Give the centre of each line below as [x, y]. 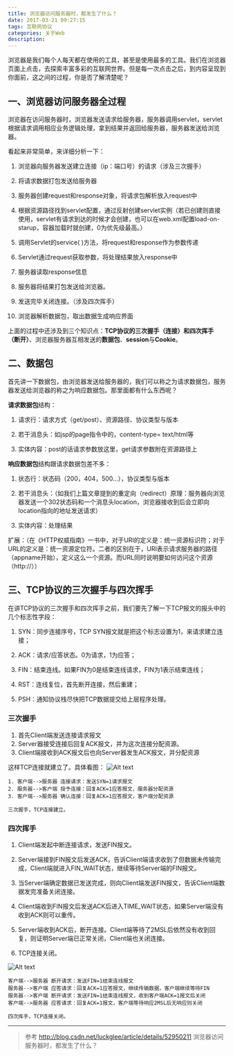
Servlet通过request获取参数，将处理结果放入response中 [98, 257]
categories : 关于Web [36, 33]
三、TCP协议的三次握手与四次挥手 [81, 590]
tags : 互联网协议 [30, 26]
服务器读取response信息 [53, 272]
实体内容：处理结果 [45, 525]
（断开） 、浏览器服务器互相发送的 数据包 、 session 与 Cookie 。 [95, 339]
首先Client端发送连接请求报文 [59, 735]
